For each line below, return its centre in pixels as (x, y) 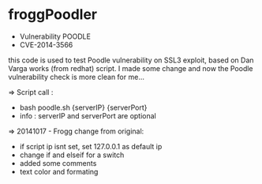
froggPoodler (52, 15)
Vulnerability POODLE (55, 36)
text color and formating (59, 171)
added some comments (58, 163)
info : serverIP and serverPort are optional (88, 115)
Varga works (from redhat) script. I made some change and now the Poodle (131, 68)
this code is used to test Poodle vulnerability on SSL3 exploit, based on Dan (131, 60)
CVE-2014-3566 (46, 44)
